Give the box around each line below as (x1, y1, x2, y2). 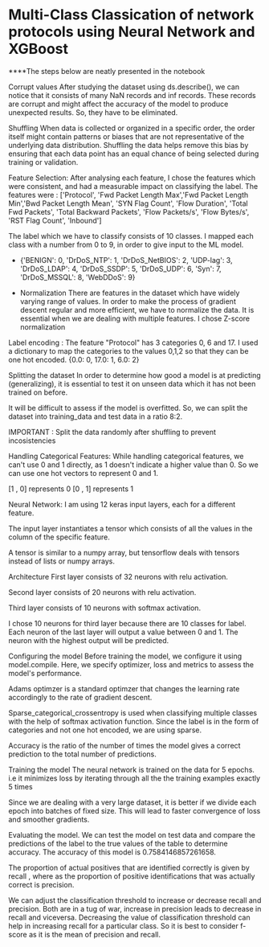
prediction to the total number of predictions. (8, 749, 157, 759)
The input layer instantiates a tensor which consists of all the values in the (8, 523, 253, 533)
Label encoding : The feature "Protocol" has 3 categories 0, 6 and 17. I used (8, 338, 259, 347)
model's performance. (8, 668, 82, 678)
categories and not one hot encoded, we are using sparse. (8, 725, 202, 735)
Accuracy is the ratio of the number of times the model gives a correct (8, 740, 241, 750)
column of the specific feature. (8, 532, 111, 542)
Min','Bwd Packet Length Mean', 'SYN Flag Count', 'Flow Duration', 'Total (8, 199, 248, 208)
